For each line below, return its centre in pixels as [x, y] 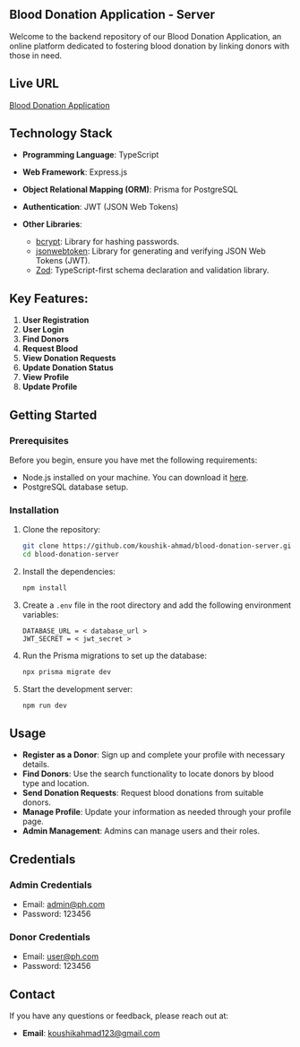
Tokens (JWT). [63, 261]
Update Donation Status [68, 368]
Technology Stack [61, 134]
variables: [40, 614]
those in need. [36, 55]
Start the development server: [77, 688]
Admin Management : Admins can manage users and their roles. [141, 831]
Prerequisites [39, 440]
